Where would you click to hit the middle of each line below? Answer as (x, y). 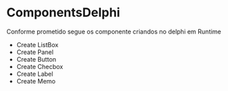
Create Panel (35, 52)
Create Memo (36, 81)
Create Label (35, 74)
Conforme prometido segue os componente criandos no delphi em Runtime (114, 31)
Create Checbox (40, 66)
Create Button (36, 59)
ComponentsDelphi (63, 13)
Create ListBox (37, 44)
